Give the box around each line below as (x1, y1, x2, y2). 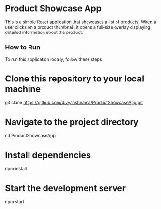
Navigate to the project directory (5, 116, 139, 128)
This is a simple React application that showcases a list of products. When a (5, 19, 156, 25)
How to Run (5, 43, 41, 51)
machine (5, 83, 41, 95)
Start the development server (5, 182, 126, 193)
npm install (5, 165, 27, 171)
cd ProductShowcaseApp (5, 132, 56, 138)
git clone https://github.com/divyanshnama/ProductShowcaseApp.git (5, 99, 143, 105)
